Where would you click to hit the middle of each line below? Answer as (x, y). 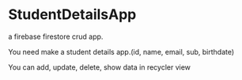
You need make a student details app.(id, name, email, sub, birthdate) (121, 51)
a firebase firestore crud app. (56, 36)
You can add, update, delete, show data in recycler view (100, 67)
